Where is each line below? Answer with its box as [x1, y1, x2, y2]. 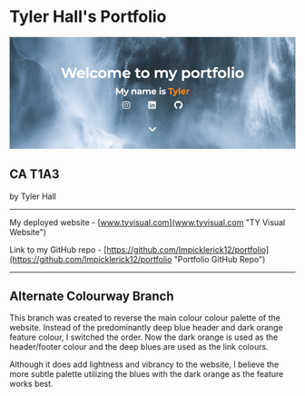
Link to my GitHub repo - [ [9, 243, 107, 255]
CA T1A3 [9, 166, 60, 183]
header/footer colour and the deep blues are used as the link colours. [9, 342, 270, 352]
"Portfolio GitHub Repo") [173, 253, 266, 264]
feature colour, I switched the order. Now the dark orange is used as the [9, 332, 279, 342]
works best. [9, 379, 54, 390]
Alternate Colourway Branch [9, 289, 174, 304]
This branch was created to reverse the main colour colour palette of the [9, 312, 281, 323]
